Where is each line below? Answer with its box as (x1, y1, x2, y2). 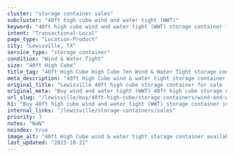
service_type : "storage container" (7, 49, 111, 56)
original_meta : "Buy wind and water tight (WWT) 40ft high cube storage (7, 88, 223, 94)
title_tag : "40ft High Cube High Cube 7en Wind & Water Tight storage (7, 68, 217, 75)
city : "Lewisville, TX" (7, 42, 77, 49)
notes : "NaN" (7, 119, 45, 127)
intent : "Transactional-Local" (7, 29, 98, 37)
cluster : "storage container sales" (7, 10, 114, 17)
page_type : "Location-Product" (7, 36, 98, 43)
